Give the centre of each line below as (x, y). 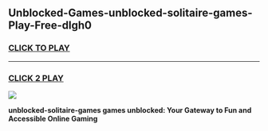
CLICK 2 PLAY (36, 78)
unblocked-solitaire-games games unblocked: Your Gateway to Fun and (130, 110)
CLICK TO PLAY (39, 48)
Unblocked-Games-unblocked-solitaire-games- (130, 13)
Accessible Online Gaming (53, 118)
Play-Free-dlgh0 (50, 26)
